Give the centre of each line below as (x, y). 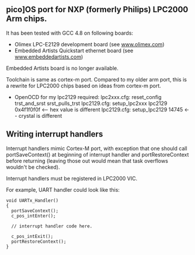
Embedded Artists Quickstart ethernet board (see (74, 50)
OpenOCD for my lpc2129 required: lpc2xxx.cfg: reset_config (88, 97)
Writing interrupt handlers (55, 134)
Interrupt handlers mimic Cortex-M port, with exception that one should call (97, 148)
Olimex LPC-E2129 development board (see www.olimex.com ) (89, 44)
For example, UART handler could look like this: (63, 189)
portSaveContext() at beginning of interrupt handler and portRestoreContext (97, 154)
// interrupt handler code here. (52, 226)
